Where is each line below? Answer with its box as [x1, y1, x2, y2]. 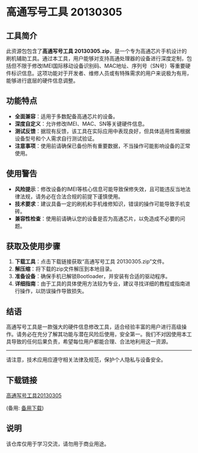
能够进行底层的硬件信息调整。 [6, 77, 78, 84]
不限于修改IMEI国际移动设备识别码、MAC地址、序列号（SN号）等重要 [16, 63, 186, 69]
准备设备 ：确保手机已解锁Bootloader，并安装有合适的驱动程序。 [14, 273, 171, 280]
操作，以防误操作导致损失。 [19, 288, 87, 295]
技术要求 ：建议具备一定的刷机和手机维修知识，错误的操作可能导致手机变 [14, 200, 190, 207]
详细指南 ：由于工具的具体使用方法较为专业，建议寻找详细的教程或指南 [14, 280, 186, 287]
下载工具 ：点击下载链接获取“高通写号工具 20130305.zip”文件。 [14, 258, 168, 265]
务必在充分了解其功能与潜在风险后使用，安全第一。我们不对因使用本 [21, 331, 187, 338]
